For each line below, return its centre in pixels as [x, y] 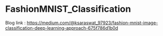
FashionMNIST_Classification [68, 9]
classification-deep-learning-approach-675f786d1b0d [62, 28]
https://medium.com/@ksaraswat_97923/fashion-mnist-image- [92, 23]
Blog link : [16, 23]
